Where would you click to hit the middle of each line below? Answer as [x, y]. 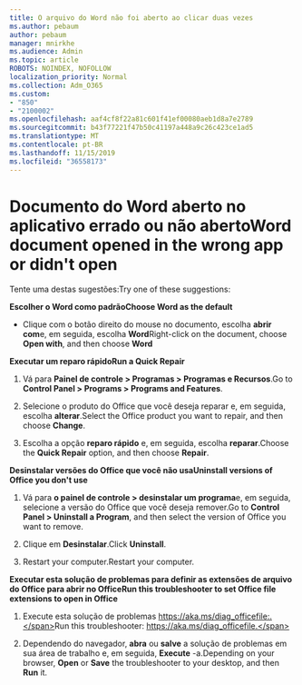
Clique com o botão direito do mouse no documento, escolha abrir [147, 324]
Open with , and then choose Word [88, 344]
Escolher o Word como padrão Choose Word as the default [121, 307]
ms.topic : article [44, 60]
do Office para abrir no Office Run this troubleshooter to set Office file [143, 589]
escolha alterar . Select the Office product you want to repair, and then [153, 416]
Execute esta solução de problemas [89, 616]
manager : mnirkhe [42, 43]
